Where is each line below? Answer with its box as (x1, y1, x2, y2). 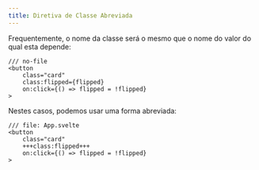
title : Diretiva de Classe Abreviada (8, 11, 133, 20)
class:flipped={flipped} (22, 78, 105, 86)
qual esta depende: (8, 41, 71, 52)
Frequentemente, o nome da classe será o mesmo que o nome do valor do (8, 33, 252, 43)
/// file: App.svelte (8, 121, 80, 129)
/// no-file (8, 57, 48, 65)
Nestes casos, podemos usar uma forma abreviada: (8, 106, 177, 115)
